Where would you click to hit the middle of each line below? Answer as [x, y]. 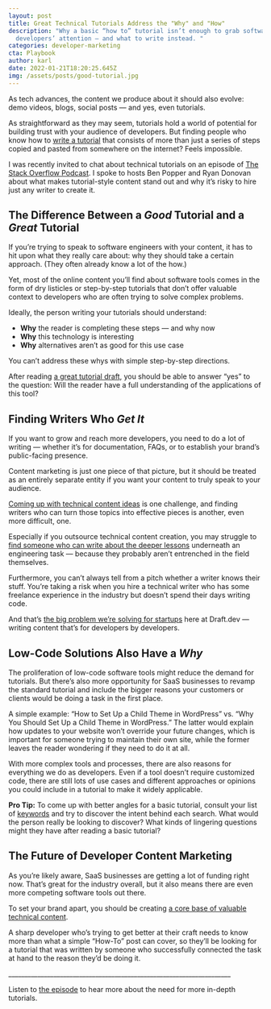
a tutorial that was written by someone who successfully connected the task [135, 949]
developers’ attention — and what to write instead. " [110, 38]
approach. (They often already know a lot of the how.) [98, 264]
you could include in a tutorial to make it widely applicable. [106, 790]
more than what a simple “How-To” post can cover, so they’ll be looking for [133, 940]
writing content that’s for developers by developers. [94, 628]
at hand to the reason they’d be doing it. [75, 958]
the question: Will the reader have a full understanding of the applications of [135, 385]
